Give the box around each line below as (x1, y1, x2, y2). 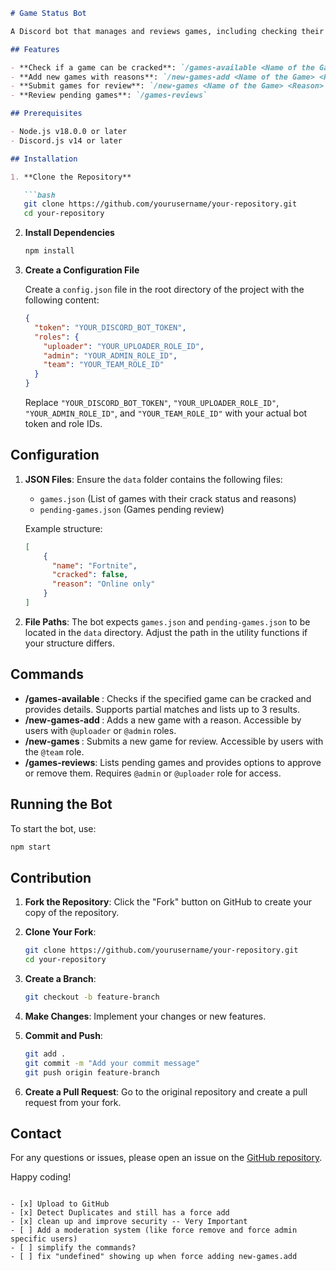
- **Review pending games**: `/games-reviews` (10, 90, 208, 101)
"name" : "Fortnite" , (51, 560, 138, 571)
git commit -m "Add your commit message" (24, 1058, 201, 1068)
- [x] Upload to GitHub (10, 1199, 110, 1209)
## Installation (10, 154, 78, 164)
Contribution (10, 869, 92, 886)
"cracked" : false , (51, 570, 129, 580)
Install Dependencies (24, 227, 115, 239)
